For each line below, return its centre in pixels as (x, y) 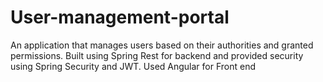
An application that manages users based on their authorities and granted (162, 45)
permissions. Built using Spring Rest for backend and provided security (157, 55)
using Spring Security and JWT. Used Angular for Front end (133, 66)
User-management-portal (120, 17)
